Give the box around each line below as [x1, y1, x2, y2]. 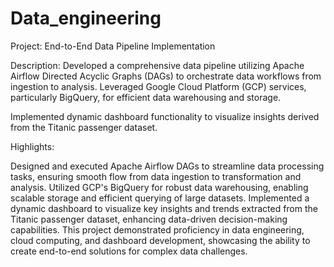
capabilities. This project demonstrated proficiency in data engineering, [10, 223, 305, 236]
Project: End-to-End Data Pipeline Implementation [10, 40, 216, 52]
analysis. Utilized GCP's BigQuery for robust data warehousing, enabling [10, 181, 309, 193]
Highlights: [10, 140, 55, 152]
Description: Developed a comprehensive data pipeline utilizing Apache [10, 59, 305, 71]
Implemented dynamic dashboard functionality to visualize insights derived [10, 110, 320, 122]
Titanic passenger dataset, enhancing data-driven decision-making [10, 213, 288, 225]
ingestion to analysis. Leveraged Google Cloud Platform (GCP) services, [10, 80, 307, 92]
